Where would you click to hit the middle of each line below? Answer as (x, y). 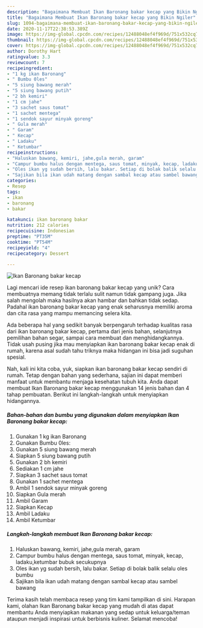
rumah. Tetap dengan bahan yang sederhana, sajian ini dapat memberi (95, 375)
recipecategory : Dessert (38, 253)
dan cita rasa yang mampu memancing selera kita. (69, 313)
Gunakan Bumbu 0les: (43, 443)
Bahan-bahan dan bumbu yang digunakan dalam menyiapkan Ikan (93, 414)
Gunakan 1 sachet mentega (49, 482)
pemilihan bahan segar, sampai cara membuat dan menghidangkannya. (95, 338)
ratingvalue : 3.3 (29, 57)
